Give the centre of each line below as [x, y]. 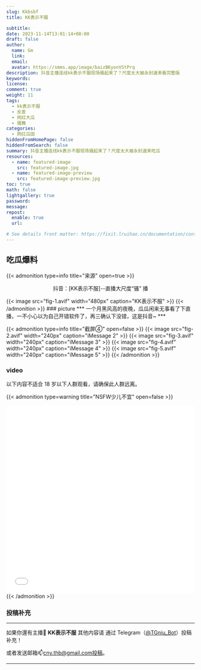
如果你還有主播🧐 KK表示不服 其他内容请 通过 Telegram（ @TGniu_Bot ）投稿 [99, 633]
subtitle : [19, 28]
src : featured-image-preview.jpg [59, 179]
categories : [21, 129]
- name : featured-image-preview [52, 173]
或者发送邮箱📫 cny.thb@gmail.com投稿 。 [57, 653]
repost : [16, 212]
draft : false [22, 40]
